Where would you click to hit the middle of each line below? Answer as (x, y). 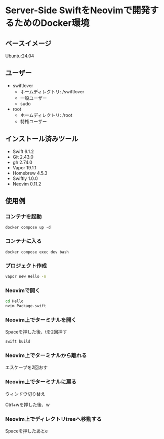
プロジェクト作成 (26, 266)
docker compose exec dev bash (37, 252)
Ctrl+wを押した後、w (27, 405)
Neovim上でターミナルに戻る (41, 382)
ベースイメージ (28, 43)
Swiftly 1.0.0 (25, 178)
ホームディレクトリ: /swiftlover (52, 91)
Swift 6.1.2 (23, 151)
